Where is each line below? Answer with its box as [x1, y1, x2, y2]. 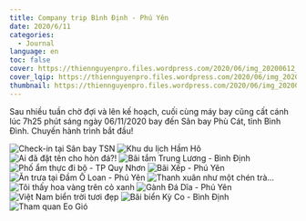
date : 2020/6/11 [9, 22, 71, 31]
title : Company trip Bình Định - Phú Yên [9, 13, 169, 23]
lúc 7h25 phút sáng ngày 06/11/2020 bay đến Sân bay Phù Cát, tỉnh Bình [9, 116, 281, 126]
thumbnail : [9, 81, 51, 90]
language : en [9, 47, 59, 56]
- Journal [17, 38, 55, 48]
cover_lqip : [9, 73, 55, 82]
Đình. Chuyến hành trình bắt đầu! [9, 125, 134, 136]
